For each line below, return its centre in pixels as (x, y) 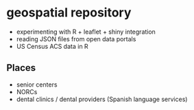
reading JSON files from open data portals (76, 38)
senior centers (37, 85)
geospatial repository (69, 13)
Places (21, 68)
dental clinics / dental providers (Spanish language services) (102, 99)
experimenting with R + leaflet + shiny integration (86, 32)
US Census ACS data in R (52, 46)
